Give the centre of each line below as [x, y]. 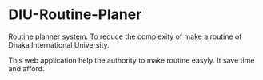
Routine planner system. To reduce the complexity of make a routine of [125, 36]
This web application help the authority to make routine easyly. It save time [131, 60]
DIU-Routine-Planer [75, 15]
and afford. [26, 68]
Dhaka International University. [59, 44]
